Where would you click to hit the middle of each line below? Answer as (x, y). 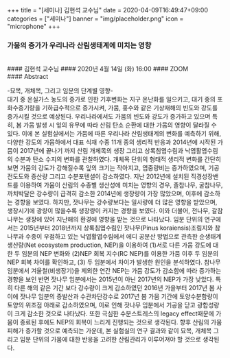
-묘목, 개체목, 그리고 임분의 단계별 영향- (60, 91)
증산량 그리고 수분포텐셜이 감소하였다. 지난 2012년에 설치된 (110, 176)
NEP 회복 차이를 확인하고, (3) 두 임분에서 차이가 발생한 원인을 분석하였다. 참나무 (114, 262)
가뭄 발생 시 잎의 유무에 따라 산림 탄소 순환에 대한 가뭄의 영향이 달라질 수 (120, 125)
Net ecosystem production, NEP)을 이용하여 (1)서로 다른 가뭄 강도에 (118, 245)
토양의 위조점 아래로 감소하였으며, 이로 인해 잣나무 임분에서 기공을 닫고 (101, 305)
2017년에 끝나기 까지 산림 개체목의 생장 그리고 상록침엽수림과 (102, 151)
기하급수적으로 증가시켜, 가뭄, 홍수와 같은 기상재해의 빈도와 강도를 (130, 108)
